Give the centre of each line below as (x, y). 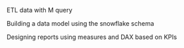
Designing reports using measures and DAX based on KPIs (92, 37)
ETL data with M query (39, 10)
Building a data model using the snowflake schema (80, 23)
